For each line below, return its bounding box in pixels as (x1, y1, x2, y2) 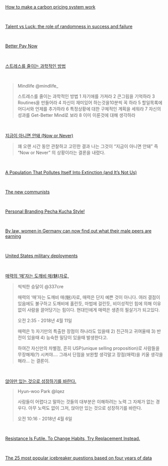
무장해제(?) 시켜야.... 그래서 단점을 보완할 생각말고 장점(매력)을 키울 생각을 (17, 352, 163, 357)
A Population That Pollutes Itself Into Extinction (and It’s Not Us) (5, 170, 137, 175)
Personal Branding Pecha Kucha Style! (5, 208, 85, 214)
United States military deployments (5, 253, 78, 259)
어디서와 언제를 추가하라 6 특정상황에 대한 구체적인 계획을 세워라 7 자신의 (17, 106, 161, 112)
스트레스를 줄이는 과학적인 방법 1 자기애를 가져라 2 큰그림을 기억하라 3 (17, 93, 155, 99)
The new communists (5, 189, 50, 195)
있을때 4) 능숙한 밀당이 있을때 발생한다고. (27, 335, 108, 340)
